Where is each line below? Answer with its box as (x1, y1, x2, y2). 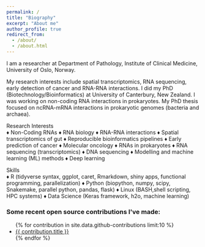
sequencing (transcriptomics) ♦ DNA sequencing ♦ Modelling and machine (6, 148, 194, 156)
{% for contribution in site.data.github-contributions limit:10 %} (15, 221, 174, 229)
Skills (6, 166, 20, 174)
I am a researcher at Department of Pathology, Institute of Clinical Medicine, (6, 59, 198, 67)
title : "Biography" (6, 15, 56, 21)
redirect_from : (6, 32, 45, 38)
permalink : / (6, 9, 40, 15)
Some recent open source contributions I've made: (6, 207, 161, 216)
